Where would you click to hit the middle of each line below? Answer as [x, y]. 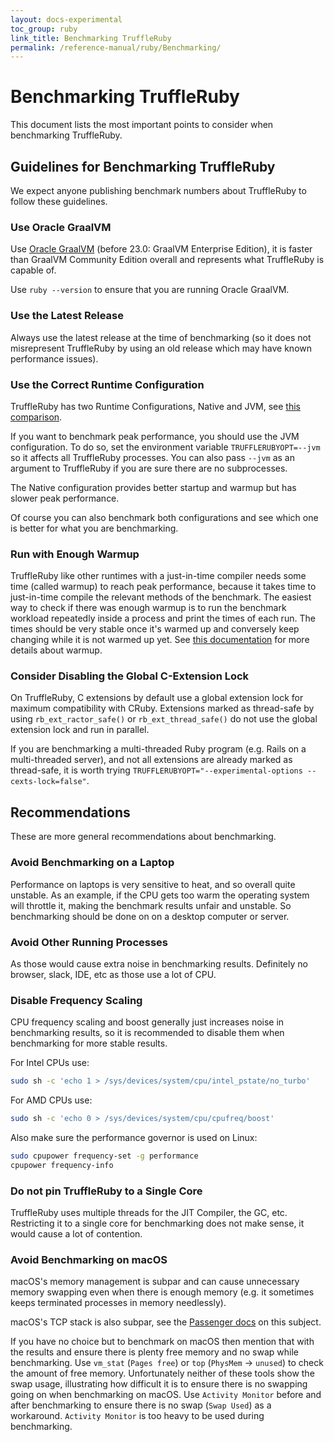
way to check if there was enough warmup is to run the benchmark [148, 608]
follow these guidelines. [59, 201]
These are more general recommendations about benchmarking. [143, 837]
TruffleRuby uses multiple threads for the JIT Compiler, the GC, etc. [149, 1212]
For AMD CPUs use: [51, 1100]
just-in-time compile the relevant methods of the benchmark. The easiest [161, 597]
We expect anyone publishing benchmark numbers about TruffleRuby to [158, 190]
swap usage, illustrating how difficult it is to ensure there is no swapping [159, 1384]
